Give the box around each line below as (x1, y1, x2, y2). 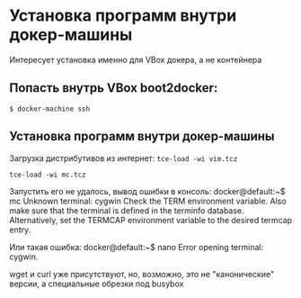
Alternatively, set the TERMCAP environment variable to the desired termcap (9, 214, 293, 225)
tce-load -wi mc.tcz (9, 170, 87, 179)
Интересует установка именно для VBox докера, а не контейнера (9, 54, 262, 65)
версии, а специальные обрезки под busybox (9, 278, 184, 289)
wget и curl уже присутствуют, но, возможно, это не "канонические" (9, 268, 275, 279)
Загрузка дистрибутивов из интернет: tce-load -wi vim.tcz (9, 152, 238, 163)
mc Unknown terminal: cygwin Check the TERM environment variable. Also (9, 195, 287, 206)
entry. (9, 224, 31, 235)
